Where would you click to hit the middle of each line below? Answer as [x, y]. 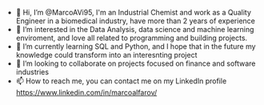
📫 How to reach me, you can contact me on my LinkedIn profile [121, 81]
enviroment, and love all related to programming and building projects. [132, 38]
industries [32, 72]
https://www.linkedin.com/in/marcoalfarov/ [86, 93]
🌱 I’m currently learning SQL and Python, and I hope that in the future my [136, 46]
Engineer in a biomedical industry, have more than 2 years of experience [136, 21]
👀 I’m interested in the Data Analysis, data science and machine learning [135, 29]
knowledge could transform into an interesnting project [106, 55]
